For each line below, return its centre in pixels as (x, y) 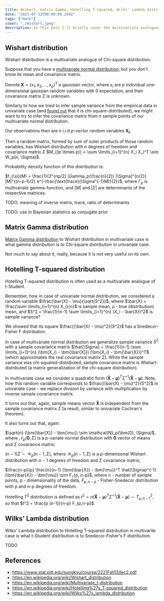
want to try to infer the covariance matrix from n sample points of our (74, 116)
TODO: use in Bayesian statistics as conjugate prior (57, 212)
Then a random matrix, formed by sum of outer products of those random (79, 142)
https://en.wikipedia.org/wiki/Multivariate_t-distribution (67, 583)
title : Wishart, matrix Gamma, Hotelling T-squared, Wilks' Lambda (75, 10)
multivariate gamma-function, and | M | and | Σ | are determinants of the (75, 187)
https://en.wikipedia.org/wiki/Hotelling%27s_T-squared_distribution (80, 588)
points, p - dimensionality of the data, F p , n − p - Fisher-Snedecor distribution (82, 481)
